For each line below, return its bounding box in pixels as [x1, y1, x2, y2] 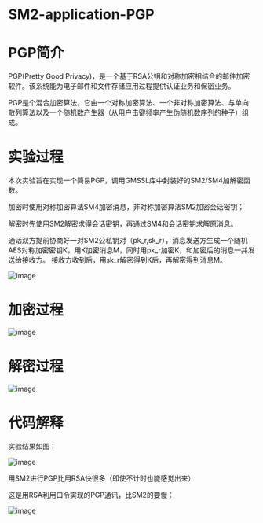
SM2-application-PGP [8, 6, 155, 24]
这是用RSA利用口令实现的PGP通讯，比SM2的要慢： [8, 490, 175, 499]
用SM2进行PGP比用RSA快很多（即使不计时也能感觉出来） [8, 473, 195, 483]
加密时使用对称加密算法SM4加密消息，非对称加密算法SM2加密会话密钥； [8, 202, 245, 212]
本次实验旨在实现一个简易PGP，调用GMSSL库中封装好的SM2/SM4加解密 [8, 175, 244, 186]
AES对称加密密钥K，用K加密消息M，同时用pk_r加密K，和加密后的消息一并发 [8, 245, 255, 255]
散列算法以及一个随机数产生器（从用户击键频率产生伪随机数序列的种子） [8, 108, 242, 117]
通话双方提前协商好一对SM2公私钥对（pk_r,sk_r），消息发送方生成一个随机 [8, 236, 248, 245]
